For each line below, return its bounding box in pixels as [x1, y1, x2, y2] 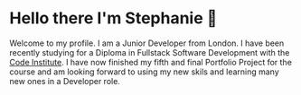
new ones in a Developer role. [9, 75, 120, 86]
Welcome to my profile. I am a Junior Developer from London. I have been [9, 38, 285, 48]
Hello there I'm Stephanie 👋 [9, 8, 218, 29]
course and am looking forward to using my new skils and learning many [9, 66, 280, 77]
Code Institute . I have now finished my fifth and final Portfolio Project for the [9, 56, 292, 67]
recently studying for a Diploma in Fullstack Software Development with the [9, 47, 290, 57]
